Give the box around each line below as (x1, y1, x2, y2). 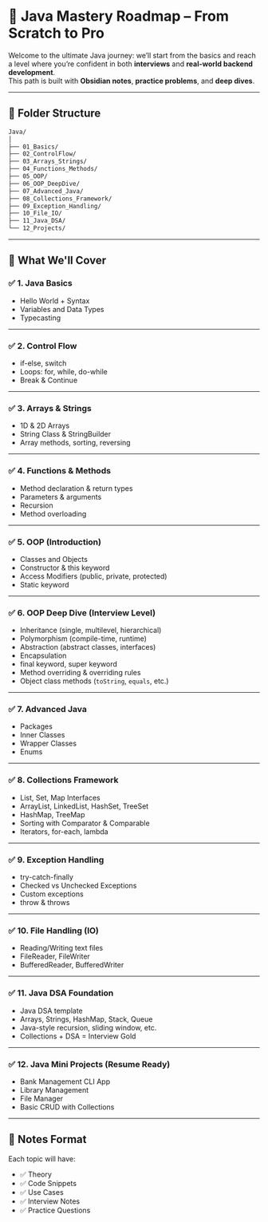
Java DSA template (19, 1006, 84, 1015)
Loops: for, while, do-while (19, 366, 108, 376)
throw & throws (19, 898, 70, 908)
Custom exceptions (19, 889, 84, 899)
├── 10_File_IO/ (8, 209, 62, 218)
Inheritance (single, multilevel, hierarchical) (19, 626, 162, 635)
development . (8, 67, 56, 77)
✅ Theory (19, 1169, 52, 1179)
